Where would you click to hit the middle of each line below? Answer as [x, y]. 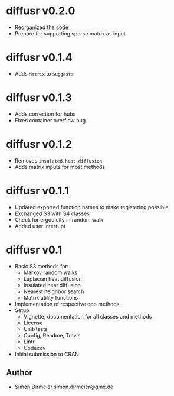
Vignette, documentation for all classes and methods [88, 316]
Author [19, 373]
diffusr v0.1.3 [39, 98]
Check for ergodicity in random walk [59, 219]
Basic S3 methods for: [42, 266]
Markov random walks [50, 272]
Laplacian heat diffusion [53, 278]
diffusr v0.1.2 [39, 144]
